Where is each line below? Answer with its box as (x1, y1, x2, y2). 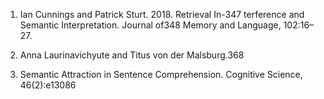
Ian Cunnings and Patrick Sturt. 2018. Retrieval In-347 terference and (19, 9, 305, 20)
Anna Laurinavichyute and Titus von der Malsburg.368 (19, 49, 245, 61)
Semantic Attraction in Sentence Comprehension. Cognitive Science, (19, 69, 303, 80)
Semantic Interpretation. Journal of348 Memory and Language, (19, 19, 282, 31)
